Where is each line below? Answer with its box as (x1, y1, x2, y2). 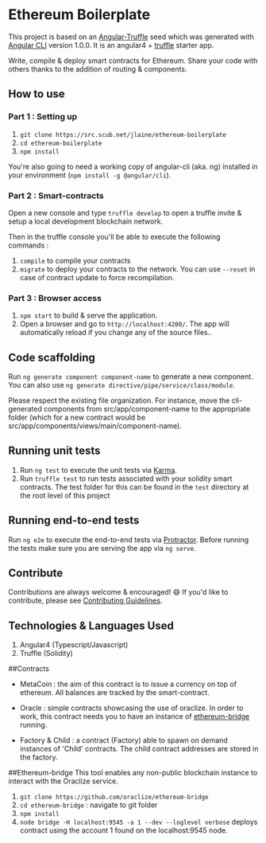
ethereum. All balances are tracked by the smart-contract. (19, 688, 210, 697)
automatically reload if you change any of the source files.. (19, 328, 212, 338)
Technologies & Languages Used (8, 619, 175, 632)
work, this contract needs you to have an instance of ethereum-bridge (19, 712, 250, 721)
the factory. (19, 752, 58, 762)
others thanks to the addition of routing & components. (8, 64, 187, 73)
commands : (8, 240, 49, 250)
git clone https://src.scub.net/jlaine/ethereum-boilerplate (19, 131, 227, 139)
